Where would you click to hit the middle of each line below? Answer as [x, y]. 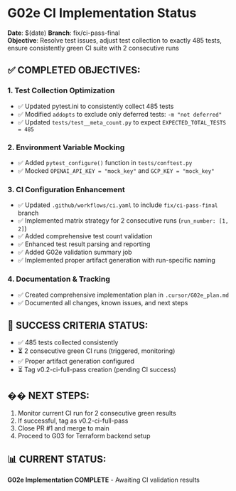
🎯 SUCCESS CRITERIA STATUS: [78, 325]
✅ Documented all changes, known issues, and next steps [103, 302]
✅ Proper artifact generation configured [76, 361]
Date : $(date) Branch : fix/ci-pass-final [64, 33]
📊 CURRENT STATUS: [57, 459]
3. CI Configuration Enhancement [66, 189]
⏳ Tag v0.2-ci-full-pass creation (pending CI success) [97, 370]
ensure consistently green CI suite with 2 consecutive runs [93, 48]
